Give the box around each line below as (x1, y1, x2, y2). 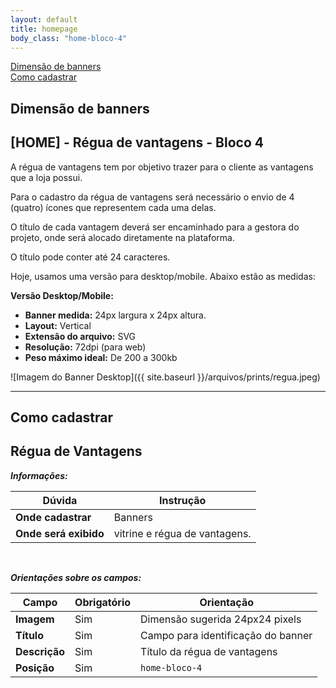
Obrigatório (74, 595, 132, 609)
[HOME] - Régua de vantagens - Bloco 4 (10, 134, 264, 151)
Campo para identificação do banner (140, 628, 313, 642)
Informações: (10, 469, 68, 481)
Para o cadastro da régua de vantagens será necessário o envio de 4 (10, 191, 295, 203)
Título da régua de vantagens (140, 644, 278, 658)
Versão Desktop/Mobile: (10, 289, 114, 301)
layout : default (10, 14, 78, 25)
